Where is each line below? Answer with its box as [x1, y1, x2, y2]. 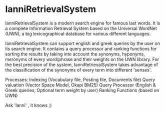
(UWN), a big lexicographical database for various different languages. [5, 30, 151, 36]
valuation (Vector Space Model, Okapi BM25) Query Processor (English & [5, 81, 156, 88]
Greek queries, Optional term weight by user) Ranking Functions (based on [5, 87, 159, 93]
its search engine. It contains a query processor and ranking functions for [5, 45, 157, 51]
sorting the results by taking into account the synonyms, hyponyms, [5, 51, 145, 57]
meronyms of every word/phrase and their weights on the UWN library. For [5, 56, 159, 62]
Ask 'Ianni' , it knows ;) [5, 102, 52, 108]
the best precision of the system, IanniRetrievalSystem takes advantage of [5, 61, 158, 67]
